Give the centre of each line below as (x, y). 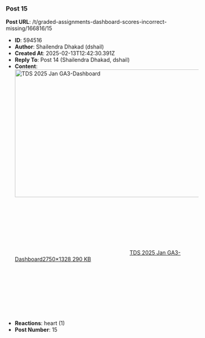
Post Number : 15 (36, 330)
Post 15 (17, 9)
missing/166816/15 (29, 28)
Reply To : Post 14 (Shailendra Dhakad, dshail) (72, 60)
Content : (26, 66)
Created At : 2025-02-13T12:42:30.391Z (65, 53)
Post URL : (18, 22)
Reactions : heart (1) (40, 323)
